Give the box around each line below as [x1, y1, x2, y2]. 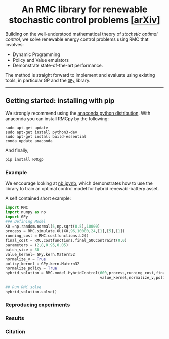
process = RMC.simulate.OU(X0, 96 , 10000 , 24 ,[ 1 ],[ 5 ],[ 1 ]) [5, 229, 125, 234]
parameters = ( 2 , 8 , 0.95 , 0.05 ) [5, 243, 69, 248]
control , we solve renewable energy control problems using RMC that [5, 36, 149, 42]
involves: [5, 41, 24, 47]
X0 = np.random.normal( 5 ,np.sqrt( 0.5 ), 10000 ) [5, 223, 100, 229]
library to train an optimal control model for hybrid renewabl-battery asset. [5, 186, 159, 192]
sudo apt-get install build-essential [5, 134, 87, 139]
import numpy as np [5, 209, 46, 215]
